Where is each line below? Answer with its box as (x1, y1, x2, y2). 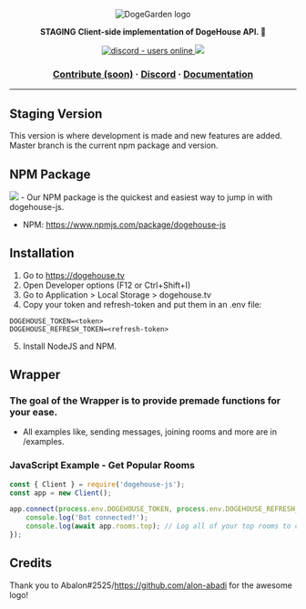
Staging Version (9, 106, 103, 121)
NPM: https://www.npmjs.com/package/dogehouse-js (22, 219, 226, 230)
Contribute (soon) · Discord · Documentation (53, 68, 253, 80)
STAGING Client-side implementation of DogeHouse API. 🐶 (39, 26, 267, 37)
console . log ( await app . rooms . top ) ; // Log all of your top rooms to (25, 521, 291, 531)
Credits (9, 555, 53, 571)
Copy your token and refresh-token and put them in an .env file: (22, 299, 262, 310)
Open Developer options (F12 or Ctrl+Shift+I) (22, 279, 191, 290)
